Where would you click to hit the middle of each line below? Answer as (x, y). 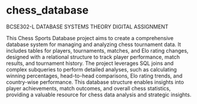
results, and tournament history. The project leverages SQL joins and (90, 63)
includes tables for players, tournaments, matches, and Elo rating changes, (97, 50)
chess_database (47, 10)
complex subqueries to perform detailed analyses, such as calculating (92, 69)
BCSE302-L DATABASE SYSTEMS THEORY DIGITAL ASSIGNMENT (87, 27)
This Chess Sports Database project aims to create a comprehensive (90, 38)
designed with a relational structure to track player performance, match (93, 57)
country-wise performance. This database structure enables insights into (95, 82)
